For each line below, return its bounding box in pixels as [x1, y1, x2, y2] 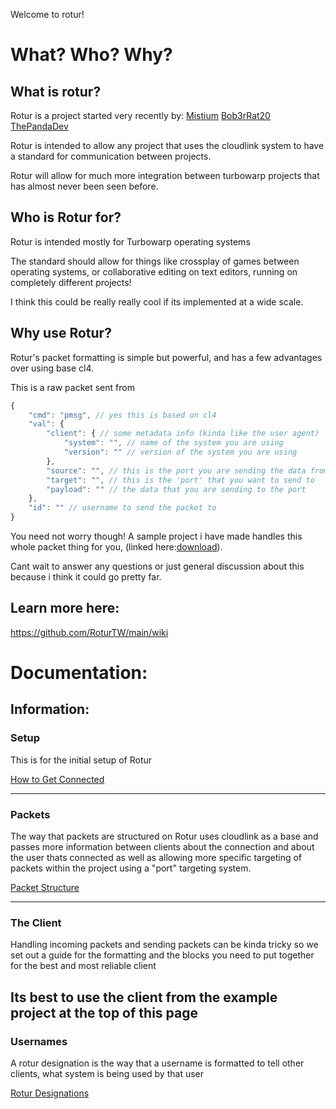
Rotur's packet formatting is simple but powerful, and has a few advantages [10, 351, 323, 363]
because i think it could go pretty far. [10, 571, 162, 583]
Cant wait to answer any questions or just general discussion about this [10, 560, 305, 572]
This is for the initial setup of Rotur [10, 754, 153, 766]
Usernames [10, 1034, 68, 1048]
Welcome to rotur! [10, 9, 85, 20]
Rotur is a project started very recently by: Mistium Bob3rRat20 [10, 110, 271, 121]
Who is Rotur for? [10, 209, 122, 226]
